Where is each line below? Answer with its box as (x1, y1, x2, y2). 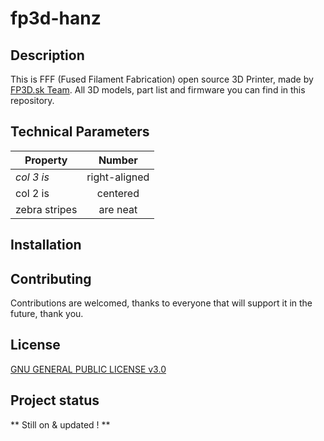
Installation (10, 237, 82, 254)
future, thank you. (10, 308, 84, 320)
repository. (10, 95, 55, 106)
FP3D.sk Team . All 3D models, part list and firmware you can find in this (10, 84, 306, 96)
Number (98, 153, 138, 167)
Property (24, 153, 68, 167)
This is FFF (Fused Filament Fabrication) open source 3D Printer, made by (10, 73, 314, 85)
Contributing (10, 270, 92, 287)
